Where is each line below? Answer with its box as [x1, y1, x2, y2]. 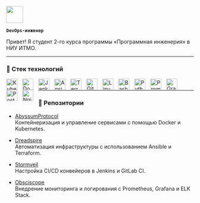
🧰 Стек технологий [6, 65, 64, 73]
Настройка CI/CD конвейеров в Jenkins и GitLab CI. [14, 167, 146, 174]
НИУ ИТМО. [6, 45, 37, 51]
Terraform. [14, 149, 42, 157]
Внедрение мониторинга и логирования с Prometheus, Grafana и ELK [14, 185, 190, 192]
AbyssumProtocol [14, 113, 58, 120]
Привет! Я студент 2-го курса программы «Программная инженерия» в [6, 38, 190, 45]
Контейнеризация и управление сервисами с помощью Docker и [14, 118, 181, 126]
